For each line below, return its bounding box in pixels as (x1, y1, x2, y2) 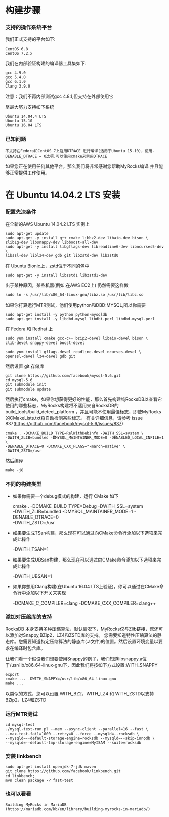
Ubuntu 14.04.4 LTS (5, 114, 47, 119)
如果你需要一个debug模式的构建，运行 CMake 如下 (12, 493, 119, 499)
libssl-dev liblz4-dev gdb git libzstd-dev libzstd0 (5, 253, 119, 259)
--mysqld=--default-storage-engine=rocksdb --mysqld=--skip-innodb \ (5, 736, 155, 741)
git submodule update (5, 386, 51, 392)
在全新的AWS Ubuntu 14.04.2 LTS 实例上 (5, 221, 90, 227)
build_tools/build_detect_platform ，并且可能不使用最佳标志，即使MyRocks (5, 409, 161, 415)
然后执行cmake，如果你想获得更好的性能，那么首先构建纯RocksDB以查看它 (5, 396, 162, 402)
